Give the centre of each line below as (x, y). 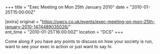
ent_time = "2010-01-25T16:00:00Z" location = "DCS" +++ (64, 32)
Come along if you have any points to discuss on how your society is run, (79, 41)
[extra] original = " (24, 22)
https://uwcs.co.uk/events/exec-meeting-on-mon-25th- (98, 22)
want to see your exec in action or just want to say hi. (59, 46)
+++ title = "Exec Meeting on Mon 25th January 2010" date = (67, 7)
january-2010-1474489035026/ (37, 27)
